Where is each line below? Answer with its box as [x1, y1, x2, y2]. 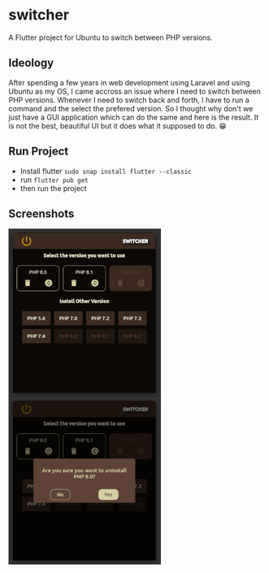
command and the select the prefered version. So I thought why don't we [8, 103, 254, 113]
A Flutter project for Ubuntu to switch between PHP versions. [8, 33, 213, 42]
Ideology [8, 56, 54, 70]
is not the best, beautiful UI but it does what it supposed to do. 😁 [8, 120, 227, 131]
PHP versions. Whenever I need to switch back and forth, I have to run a [8, 95, 249, 105]
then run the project [20, 183, 87, 193]
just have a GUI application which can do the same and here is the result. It [8, 112, 259, 122]
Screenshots [8, 206, 75, 220]
